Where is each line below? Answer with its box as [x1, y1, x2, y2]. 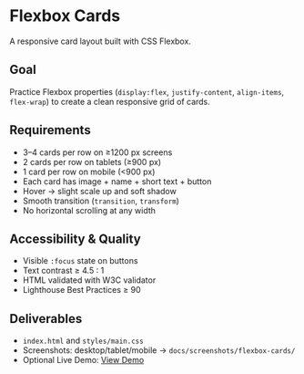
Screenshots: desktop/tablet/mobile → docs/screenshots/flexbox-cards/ [22, 345, 296, 356]
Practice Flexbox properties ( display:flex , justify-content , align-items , [9, 86, 285, 97]
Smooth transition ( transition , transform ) [22, 195, 180, 206]
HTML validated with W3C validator [22, 275, 157, 286]
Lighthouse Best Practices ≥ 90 [22, 285, 141, 296]
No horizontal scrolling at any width [22, 204, 157, 215]
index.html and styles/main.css [22, 335, 144, 347]
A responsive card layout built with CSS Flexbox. [9, 36, 191, 47]
